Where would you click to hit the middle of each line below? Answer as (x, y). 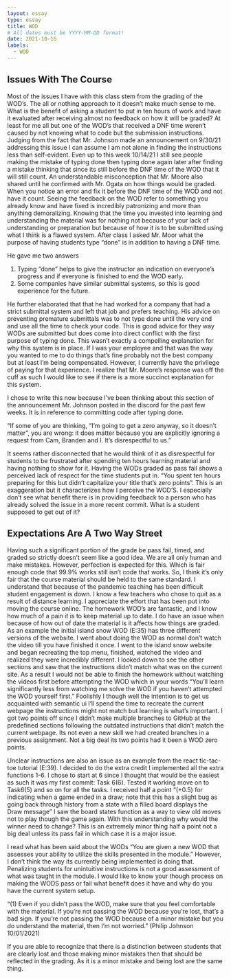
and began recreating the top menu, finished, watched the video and (104, 652)
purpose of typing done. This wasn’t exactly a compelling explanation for (111, 340)
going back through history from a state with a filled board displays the (108, 804)
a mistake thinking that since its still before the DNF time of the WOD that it (113, 169)
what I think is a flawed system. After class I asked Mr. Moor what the (106, 235)
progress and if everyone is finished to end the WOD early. (100, 276)
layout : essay (27, 13)
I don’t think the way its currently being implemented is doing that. (101, 861)
